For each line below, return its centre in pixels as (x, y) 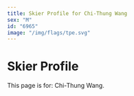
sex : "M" (20, 20)
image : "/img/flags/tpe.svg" (49, 33)
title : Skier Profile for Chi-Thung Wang (67, 13)
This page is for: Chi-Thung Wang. (56, 86)
